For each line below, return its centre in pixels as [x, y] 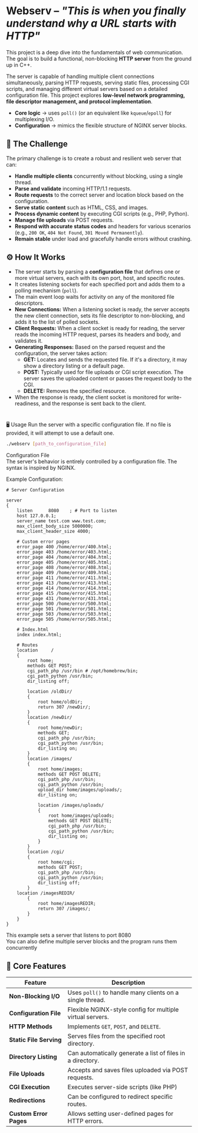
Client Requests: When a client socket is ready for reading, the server [100, 328]
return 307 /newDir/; [64, 707]
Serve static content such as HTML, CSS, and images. [81, 207]
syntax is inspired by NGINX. [41, 467]
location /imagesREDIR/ [46, 893]
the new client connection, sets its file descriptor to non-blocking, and [100, 315]
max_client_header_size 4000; [54, 531]
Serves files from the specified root [116, 1036]
